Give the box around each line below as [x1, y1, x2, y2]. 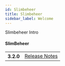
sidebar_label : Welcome [5, 16, 54, 21]
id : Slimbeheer [5, 7, 36, 12]
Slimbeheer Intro [5, 30, 39, 35]
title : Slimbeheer [5, 12, 43, 16]
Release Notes [24, 52, 58, 59]
